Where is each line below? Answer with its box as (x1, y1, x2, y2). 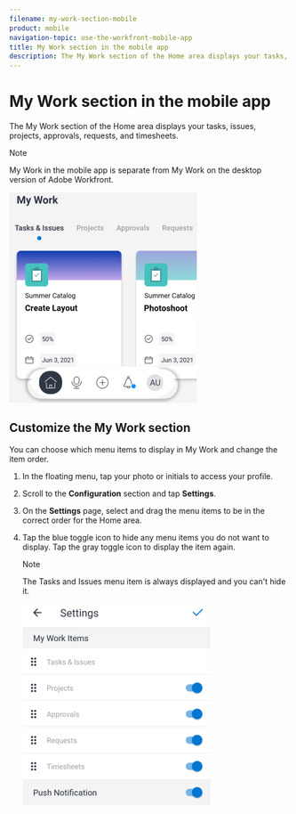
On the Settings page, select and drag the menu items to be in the (21, 505, 265, 516)
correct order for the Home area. (21, 515, 142, 525)
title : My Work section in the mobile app (9, 43, 169, 52)
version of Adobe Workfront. (9, 175, 114, 185)
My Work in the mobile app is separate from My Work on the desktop (9, 165, 262, 175)
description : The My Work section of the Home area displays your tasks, (9, 52, 289, 61)
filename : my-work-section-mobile (9, 14, 138, 23)
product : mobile (9, 23, 69, 33)
